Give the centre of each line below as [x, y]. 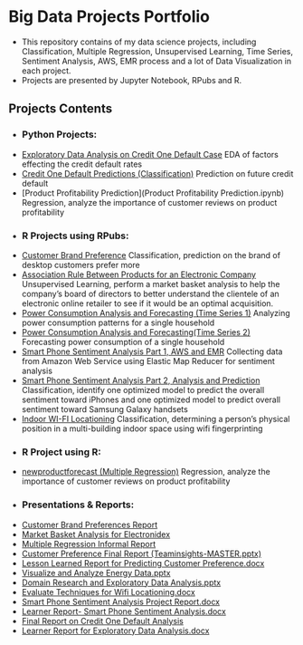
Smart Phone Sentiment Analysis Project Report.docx [121, 602]
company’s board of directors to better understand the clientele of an [150, 294]
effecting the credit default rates [82, 164]
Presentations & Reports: [78, 505]
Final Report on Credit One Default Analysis [103, 621]
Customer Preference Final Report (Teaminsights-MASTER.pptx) [142, 554]
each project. [46, 71]
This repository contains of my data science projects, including [139, 42]
